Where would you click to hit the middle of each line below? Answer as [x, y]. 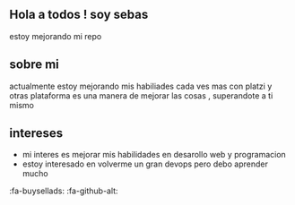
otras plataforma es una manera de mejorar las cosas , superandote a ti [141, 95]
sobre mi [35, 65]
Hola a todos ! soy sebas [79, 15]
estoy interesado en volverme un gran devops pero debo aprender [145, 164]
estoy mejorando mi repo [56, 36]
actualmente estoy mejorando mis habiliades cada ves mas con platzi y [141, 86]
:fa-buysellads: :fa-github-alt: [64, 191]
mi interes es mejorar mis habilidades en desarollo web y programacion [154, 155]
